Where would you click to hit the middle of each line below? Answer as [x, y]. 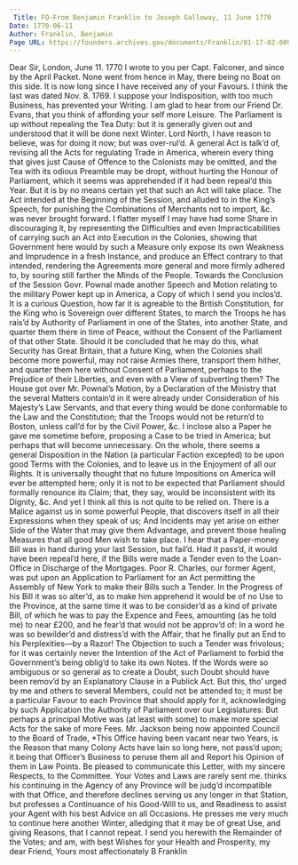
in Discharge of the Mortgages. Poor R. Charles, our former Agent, [155, 568]
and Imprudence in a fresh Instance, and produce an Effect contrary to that [146, 256]
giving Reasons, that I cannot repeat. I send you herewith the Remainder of [145, 833]
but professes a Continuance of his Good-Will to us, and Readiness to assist [148, 805]
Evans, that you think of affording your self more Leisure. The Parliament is [146, 115]
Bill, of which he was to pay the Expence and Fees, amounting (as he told [143, 615]
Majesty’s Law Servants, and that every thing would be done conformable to [149, 408]
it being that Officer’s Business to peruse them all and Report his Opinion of [147, 757]
